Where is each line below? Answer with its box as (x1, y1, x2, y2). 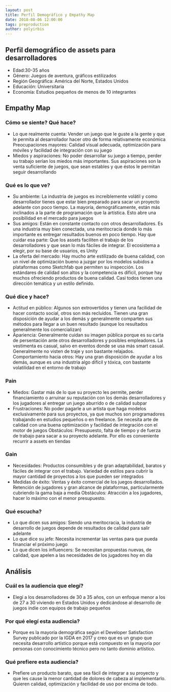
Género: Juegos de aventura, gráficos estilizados (12, 72, 116, 78)
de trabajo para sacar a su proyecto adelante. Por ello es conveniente (12, 432, 159, 438)
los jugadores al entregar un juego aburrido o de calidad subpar (12, 400, 147, 406)
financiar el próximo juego (12, 541, 68, 548)
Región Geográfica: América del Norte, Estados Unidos (12, 78, 129, 84)
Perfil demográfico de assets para (5, 46, 116, 54)
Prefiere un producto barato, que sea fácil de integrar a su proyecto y (12, 670, 159, 676)
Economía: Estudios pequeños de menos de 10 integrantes (12, 89, 136, 95)
